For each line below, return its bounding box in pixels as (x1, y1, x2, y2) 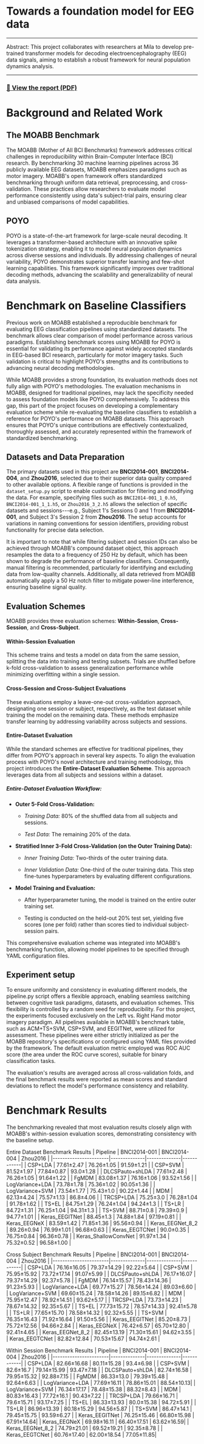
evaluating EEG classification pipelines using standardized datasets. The (6, 325, 188, 333)
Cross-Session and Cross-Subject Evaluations (6, 685, 126, 692)
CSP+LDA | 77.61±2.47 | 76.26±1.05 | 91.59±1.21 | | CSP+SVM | (27, 1161, 184, 1168)
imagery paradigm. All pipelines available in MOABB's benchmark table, (6, 1018, 185, 1025)
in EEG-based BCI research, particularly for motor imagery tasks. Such (6, 351, 183, 358)
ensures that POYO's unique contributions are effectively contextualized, (6, 421, 188, 429)
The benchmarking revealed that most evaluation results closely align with (6, 1123, 192, 1131)
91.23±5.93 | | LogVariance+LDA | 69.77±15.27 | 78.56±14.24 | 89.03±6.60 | (6, 1283, 196, 1290)
